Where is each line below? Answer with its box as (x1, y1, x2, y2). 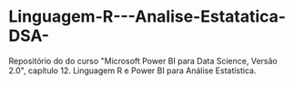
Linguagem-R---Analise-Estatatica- (8, 6, 287, 27)
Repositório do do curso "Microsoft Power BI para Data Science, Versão (8, 55, 279, 66)
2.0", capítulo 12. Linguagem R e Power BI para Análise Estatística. (8, 65, 257, 76)
